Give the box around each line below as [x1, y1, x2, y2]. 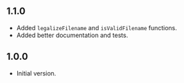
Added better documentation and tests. [16, 31, 128, 39]
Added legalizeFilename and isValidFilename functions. [16, 23, 177, 32]
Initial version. [16, 69, 57, 78]
